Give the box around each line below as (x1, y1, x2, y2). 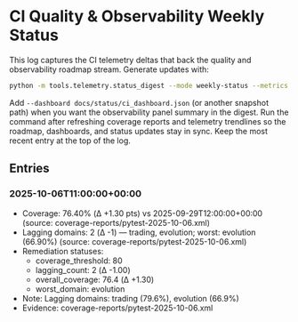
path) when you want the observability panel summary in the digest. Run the (9, 107, 289, 117)
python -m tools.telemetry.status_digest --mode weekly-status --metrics (9, 81, 289, 90)
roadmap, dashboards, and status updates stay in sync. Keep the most (9, 125, 269, 136)
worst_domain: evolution (35, 283, 125, 294)
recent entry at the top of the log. (9, 135, 132, 146)
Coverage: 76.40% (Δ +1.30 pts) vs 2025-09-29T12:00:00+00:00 (21, 207, 263, 219)
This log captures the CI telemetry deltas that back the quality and (9, 54, 252, 65)
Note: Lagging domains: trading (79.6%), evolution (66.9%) (21, 293, 240, 303)
